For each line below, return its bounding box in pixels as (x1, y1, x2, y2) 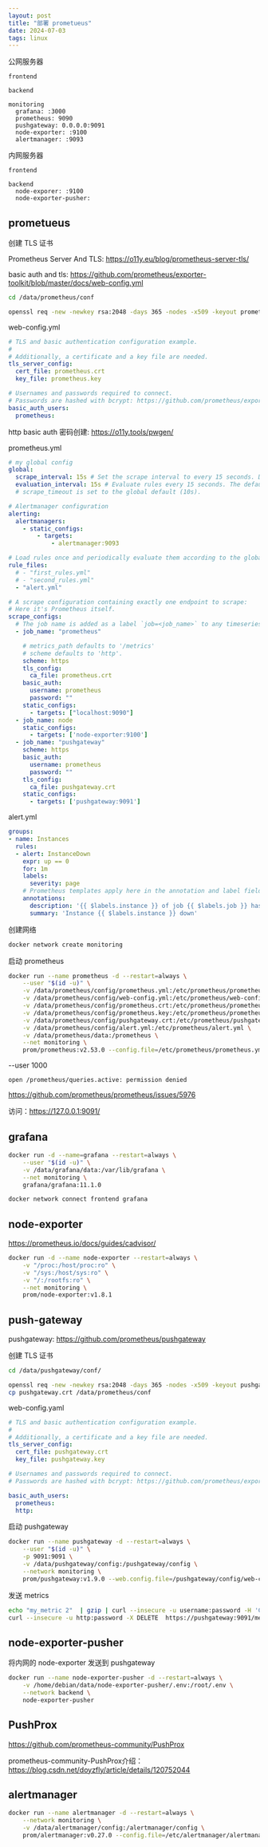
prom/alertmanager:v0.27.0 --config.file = (22, 1831, 166, 1839)
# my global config (8, 458, 73, 467)
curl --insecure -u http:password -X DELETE (8, 1613, 159, 1622)
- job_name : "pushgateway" (15, 739, 105, 747)
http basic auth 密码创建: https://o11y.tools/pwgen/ (8, 427, 174, 436)
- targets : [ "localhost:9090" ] (29, 708, 134, 716)
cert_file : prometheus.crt (15, 368, 105, 376)
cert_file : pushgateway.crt (15, 1448, 109, 1456)
